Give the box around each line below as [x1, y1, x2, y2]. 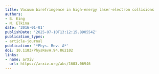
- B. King [5, 16, 25, 21]
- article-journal [5, 39, 43, 44]
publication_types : [5, 35, 45, 39]
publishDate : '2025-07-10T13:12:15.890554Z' [5, 30, 97, 35]
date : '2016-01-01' [5, 25, 45, 30]
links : [5, 52, 19, 57]
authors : [5, 12, 23, 17]
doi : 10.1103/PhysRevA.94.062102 [5, 48, 73, 53]
